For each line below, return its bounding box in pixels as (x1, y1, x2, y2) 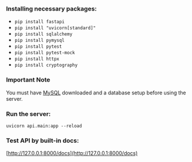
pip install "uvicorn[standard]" (14, 25, 96, 31)
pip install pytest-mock (14, 50, 75, 56)
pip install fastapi (14, 19, 65, 25)
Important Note (6, 76, 51, 84)
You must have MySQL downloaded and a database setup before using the (6, 89, 186, 96)
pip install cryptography (14, 62, 78, 68)
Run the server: (6, 110, 51, 118)
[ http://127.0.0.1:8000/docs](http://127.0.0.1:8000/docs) (6, 150, 138, 157)
